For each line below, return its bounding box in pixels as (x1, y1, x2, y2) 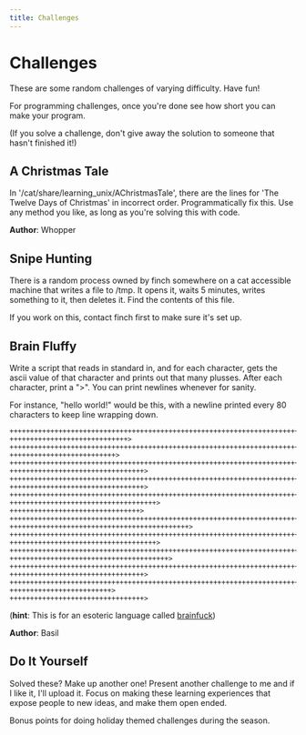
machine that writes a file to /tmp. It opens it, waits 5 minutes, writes (9, 285, 266, 296)
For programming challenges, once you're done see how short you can (9, 100, 276, 111)
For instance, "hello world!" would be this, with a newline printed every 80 (9, 399, 287, 410)
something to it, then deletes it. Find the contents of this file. (9, 295, 235, 306)
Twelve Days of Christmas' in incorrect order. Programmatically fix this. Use (9, 197, 294, 208)
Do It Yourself (9, 654, 88, 670)
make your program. (9, 110, 87, 121)
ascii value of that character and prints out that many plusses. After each (9, 372, 282, 383)
